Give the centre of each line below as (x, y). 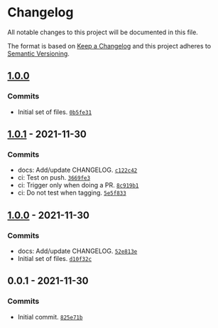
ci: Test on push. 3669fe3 (54, 178)
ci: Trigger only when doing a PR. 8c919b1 (78, 185)
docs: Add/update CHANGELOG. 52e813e (77, 251)
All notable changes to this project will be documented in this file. (103, 32)
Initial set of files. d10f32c (55, 258)
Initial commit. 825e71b (50, 317)
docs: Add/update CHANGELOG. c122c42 (77, 170)
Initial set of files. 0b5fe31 (55, 112)
